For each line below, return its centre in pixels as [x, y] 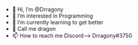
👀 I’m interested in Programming [53, 16]
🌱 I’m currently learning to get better [58, 22]
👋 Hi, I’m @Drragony [38, 9]
